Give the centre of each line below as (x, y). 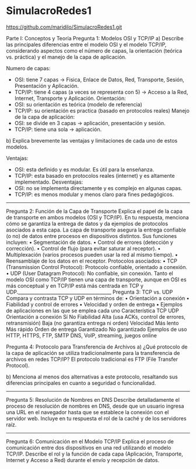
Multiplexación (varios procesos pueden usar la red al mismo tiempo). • (92, 254)
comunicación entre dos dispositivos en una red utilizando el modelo (89, 447)
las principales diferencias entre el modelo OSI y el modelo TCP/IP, (86, 44)
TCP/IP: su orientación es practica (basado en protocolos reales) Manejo (102, 111)
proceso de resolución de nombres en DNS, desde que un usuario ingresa (95, 406)
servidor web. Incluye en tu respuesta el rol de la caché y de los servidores (96, 418)
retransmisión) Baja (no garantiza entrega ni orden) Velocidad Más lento (92, 323)
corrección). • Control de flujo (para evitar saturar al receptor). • (83, 248)
